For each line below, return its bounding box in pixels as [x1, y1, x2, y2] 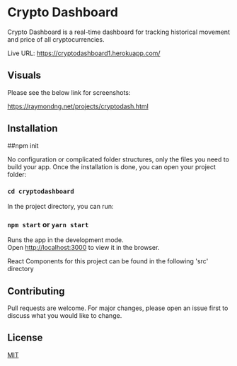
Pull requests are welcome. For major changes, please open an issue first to [7, 304, 229, 312]
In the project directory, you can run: [7, 202, 114, 210]
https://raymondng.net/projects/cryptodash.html [7, 102, 149, 110]
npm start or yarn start [7, 219, 89, 229]
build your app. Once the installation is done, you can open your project [7, 162, 216, 171]
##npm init [7, 141, 39, 149]
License [7, 332, 43, 344]
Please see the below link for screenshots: [7, 88, 131, 96]
